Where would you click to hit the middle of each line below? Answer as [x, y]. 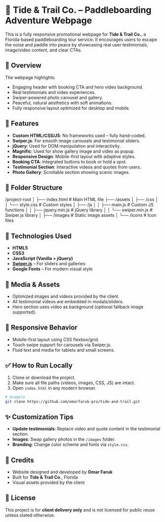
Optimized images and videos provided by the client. [66, 296]
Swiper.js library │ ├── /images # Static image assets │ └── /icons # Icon [81, 215]
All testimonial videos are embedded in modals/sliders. [68, 301]
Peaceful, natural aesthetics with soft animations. [62, 103]
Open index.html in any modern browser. [54, 388]
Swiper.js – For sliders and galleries [49, 264]
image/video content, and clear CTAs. [44, 50]
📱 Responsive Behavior [41, 328]
